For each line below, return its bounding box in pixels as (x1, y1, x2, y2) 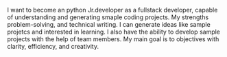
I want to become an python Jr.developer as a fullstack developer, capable (7, 6, 218, 14)
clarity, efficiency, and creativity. (7, 43, 99, 50)
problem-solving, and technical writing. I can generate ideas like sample (7, 21, 211, 28)
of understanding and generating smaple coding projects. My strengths (7, 13, 209, 21)
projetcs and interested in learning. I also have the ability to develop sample (7, 27, 221, 36)
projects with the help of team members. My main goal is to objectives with (7, 35, 219, 43)
